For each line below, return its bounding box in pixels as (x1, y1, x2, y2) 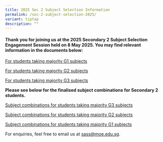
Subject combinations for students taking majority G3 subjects (5, 102, 133, 108)
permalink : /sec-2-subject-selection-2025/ (5, 12, 97, 17)
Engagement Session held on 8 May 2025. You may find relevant (5, 42, 141, 48)
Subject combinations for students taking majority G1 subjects (5, 122, 132, 128)
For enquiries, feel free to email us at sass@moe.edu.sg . (5, 131, 121, 137)
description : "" (5, 21, 39, 26)
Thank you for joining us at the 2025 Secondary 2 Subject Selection (5, 36, 148, 42)
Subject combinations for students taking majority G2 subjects (5, 112, 133, 118)
